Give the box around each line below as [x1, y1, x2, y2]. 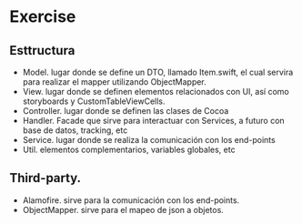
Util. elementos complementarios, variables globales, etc [22, 144, 236, 155]
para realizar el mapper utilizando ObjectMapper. [22, 76, 206, 87]
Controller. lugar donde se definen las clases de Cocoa [22, 106, 229, 116]
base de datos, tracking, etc [22, 125, 128, 136]
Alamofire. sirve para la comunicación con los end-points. [22, 194, 240, 206]
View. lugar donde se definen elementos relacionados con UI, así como [22, 87, 289, 97]
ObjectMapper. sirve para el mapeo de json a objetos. [22, 204, 225, 215]
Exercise [9, 6, 76, 27]
